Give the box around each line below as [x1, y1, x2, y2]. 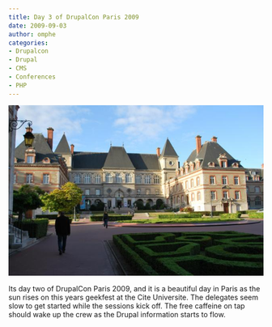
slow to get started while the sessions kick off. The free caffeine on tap [8, 301, 245, 311]
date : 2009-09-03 [8, 21, 67, 30]
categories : [8, 39, 49, 47]
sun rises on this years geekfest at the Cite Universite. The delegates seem [8, 292, 259, 303]
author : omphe [8, 30, 57, 38]
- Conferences [8, 73, 57, 81]
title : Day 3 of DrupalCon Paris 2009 [8, 13, 139, 21]
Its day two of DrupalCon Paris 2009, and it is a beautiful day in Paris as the [8, 284, 261, 294]
